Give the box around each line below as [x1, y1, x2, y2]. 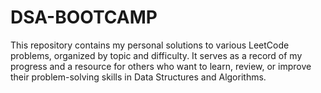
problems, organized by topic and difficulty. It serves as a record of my [10, 49, 303, 61]
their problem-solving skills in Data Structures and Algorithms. [10, 71, 267, 83]
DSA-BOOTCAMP [10, 6, 158, 29]
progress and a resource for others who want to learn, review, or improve [10, 60, 312, 72]
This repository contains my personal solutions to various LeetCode [10, 39, 290, 51]
